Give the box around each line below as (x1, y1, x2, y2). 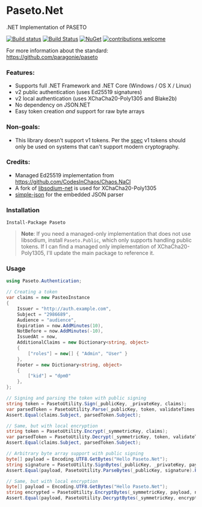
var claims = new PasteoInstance (6, 295, 90, 301)
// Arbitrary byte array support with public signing (6, 450, 144, 457)
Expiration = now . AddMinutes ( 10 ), (17, 323, 103, 329)
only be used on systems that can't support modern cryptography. (14, 143, 180, 150)
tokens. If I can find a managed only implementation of (20, 243, 156, 250)
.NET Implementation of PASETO (6, 24, 87, 31)
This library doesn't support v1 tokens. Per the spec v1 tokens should (14, 136, 186, 143)
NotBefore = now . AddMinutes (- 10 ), (17, 328, 103, 335)
